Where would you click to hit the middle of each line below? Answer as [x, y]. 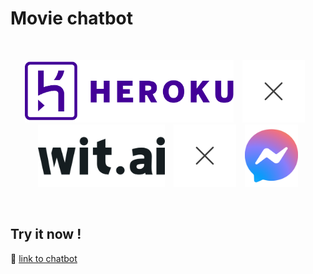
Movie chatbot [71, 18]
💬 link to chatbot [44, 258]
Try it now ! [46, 234]
